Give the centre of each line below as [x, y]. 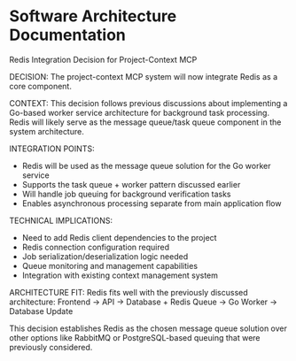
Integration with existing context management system [120, 275]
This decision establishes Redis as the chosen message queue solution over [148, 328]
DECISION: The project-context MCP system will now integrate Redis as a [143, 76]
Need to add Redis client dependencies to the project [119, 237]
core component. [41, 86]
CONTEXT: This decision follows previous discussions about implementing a [148, 103]
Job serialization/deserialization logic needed [105, 256]
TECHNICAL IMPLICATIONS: [61, 220]
